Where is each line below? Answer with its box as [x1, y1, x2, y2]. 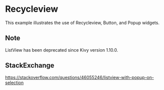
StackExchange [5, 61, 55, 70]
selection [5, 80, 24, 86]
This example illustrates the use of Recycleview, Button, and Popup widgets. [5, 20, 160, 26]
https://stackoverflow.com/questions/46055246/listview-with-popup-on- [5, 74, 154, 80]
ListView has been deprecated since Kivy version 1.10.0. [5, 47, 118, 53]
